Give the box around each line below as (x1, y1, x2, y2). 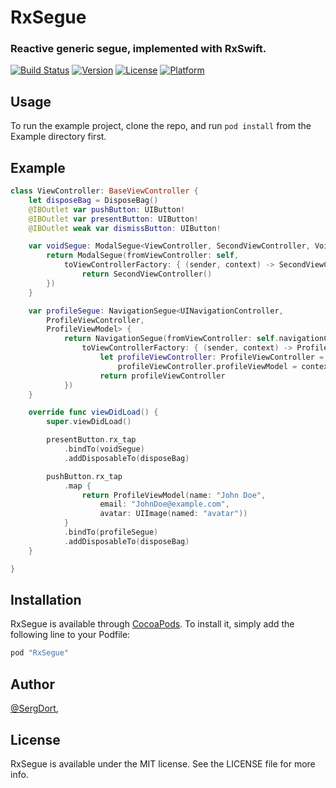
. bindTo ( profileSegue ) (63, 527, 159, 538)
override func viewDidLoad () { (28, 407, 159, 418)
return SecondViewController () (81, 269, 213, 280)
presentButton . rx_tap (46, 435, 137, 445)
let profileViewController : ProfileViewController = (99, 352, 325, 363)
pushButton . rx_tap (46, 471, 123, 481)
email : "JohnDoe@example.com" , (99, 499, 230, 510)
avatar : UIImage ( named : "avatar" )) (99, 509, 248, 519)
